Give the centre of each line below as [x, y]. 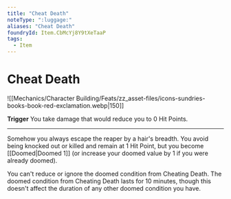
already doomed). [32, 160]
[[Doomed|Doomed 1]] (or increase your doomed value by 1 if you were [108, 153]
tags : [15, 39]
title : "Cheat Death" [38, 13]
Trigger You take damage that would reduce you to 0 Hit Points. [98, 119]
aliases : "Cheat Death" [41, 26]
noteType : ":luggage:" [40, 20]
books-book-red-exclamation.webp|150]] [66, 105]
